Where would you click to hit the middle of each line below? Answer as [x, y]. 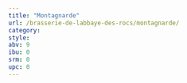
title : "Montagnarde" [44, 15]
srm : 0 [19, 60]
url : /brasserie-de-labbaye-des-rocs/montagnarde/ [94, 23]
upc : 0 [19, 67]
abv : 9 [19, 45]
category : [25, 30]
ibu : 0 [19, 52]
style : [19, 38]
